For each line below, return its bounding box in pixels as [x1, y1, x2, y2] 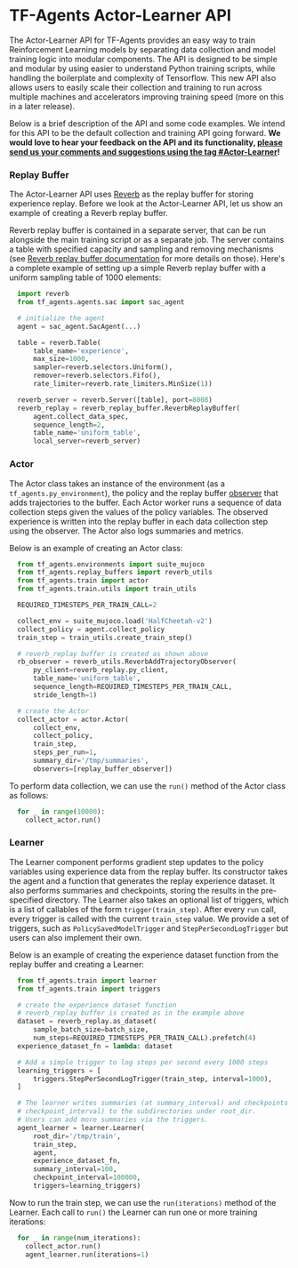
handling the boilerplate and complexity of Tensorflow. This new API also [9, 72, 277, 83]
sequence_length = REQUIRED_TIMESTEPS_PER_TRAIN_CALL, [32, 682, 233, 692]
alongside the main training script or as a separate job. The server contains [9, 235, 285, 245]
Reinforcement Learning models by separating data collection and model [9, 44, 276, 54]
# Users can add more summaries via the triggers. [17, 1115, 209, 1125]
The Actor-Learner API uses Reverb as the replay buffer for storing [9, 189, 254, 200]
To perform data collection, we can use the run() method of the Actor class [9, 780, 286, 791]
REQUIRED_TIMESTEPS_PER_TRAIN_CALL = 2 [17, 601, 157, 610]
